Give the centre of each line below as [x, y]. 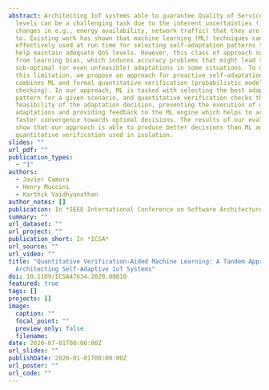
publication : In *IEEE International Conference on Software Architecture [136, 209]
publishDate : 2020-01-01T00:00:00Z [68, 358]
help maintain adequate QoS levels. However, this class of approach [134, 53]
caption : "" [36, 313]
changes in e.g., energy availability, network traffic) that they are [138, 30]
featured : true [34, 284]
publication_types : [41, 157]
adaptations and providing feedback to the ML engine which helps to [134, 113]
